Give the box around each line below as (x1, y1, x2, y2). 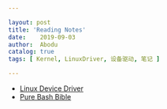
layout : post (8, 18, 51, 26)
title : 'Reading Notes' (8, 25, 87, 34)
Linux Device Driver (19, 84, 84, 93)
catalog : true (8, 48, 55, 56)
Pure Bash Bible (19, 92, 72, 101)
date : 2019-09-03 (8, 33, 76, 41)
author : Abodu (8, 40, 58, 48)
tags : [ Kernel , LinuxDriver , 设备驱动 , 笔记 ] (8, 55, 160, 63)
